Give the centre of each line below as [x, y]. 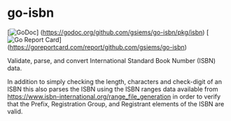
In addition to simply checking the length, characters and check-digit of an [115, 81]
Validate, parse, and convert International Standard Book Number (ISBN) [111, 60]
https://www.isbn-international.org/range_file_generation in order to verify [114, 97]
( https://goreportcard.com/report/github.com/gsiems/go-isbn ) [97, 47]
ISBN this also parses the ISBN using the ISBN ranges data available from [113, 89]
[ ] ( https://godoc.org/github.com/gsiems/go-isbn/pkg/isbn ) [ [108, 32]
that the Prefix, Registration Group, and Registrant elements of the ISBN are [116, 104]
